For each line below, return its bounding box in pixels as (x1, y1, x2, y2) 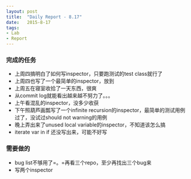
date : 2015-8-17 (6, 19, 51, 25)
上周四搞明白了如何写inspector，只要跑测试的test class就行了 (14, 71, 163, 78)
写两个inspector (14, 166, 53, 173)
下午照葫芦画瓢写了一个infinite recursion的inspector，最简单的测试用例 (14, 107, 186, 114)
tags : (6, 24, 19, 31)
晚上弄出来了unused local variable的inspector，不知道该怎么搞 (14, 121, 166, 128)
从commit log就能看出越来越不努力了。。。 (14, 92, 113, 99)
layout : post (6, 8, 38, 15)
